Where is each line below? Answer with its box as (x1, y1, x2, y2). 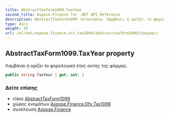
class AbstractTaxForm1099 (12, 95, 70, 101)
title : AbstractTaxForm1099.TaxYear (5, 7, 82, 13)
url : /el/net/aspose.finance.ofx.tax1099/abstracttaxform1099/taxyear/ (5, 31, 158, 36)
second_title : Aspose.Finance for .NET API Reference (5, 12, 121, 17)
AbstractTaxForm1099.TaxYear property (5, 49, 135, 58)
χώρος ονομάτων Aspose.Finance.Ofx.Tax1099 (12, 101, 111, 107)
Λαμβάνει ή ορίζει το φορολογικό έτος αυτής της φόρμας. (5, 62, 128, 68)
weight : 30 (5, 26, 28, 31)
